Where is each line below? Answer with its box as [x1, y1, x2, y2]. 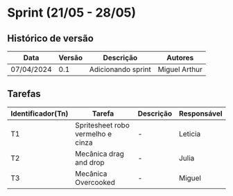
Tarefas [7, 88, 42, 100]
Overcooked [75, 177, 116, 187]
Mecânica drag [75, 149, 125, 159]
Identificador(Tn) [10, 109, 69, 118]
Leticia [179, 129, 201, 139]
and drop [75, 157, 105, 167]
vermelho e [75, 129, 112, 139]
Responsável [179, 109, 223, 118]
